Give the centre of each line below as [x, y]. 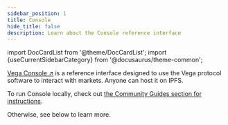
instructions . [25, 102]
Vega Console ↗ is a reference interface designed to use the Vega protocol [114, 73]
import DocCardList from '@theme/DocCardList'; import [87, 52]
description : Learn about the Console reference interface [94, 33]
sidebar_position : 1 [37, 13]
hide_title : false [34, 26]
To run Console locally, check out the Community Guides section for [105, 94]
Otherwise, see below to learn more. [59, 115]
